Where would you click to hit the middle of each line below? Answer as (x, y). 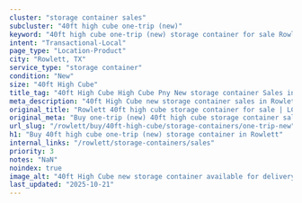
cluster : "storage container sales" (78, 18)
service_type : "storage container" (76, 68)
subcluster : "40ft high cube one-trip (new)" (96, 26)
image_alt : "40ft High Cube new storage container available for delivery (152, 176)
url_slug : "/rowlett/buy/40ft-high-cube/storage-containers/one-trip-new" (152, 127)
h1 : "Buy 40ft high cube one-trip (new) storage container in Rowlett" (146, 135)
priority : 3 (31, 151)
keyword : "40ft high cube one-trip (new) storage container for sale (142, 34)
